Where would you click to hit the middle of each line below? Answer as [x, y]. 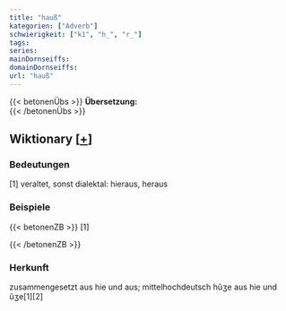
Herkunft [29, 267]
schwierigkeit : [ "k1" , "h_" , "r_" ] [76, 34]
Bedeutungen [39, 165]
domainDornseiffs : [43, 68]
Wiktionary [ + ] [51, 139]
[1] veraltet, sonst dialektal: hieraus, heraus [89, 184]
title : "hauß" [36, 17]
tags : [19, 43]
